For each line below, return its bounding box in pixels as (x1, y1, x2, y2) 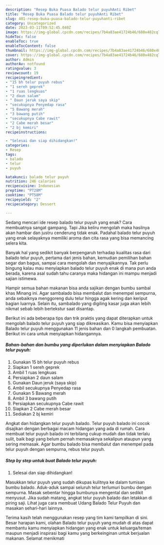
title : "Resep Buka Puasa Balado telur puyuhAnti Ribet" (5, 12, 124, 17)
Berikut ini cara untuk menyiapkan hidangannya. (5, 330, 102, 337)
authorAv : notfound (5, 61, 45, 66)
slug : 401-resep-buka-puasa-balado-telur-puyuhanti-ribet (5, 16, 126, 21)
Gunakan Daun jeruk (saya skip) (12, 380, 77, 386)
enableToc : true (5, 39, 38, 44)
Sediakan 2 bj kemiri (12, 411, 54, 417)
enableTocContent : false (5, 43, 56, 48)
